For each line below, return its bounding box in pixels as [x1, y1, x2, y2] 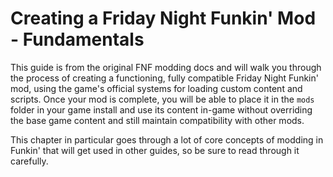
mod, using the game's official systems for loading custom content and [10, 82, 303, 94]
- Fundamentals [10, 28, 145, 51]
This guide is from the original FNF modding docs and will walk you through [10, 61, 322, 73]
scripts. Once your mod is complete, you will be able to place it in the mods [10, 93, 315, 105]
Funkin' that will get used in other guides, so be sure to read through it [10, 144, 300, 156]
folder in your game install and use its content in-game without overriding [10, 103, 313, 116]
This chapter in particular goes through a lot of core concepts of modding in [10, 133, 324, 146]
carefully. [10, 155, 49, 167]
